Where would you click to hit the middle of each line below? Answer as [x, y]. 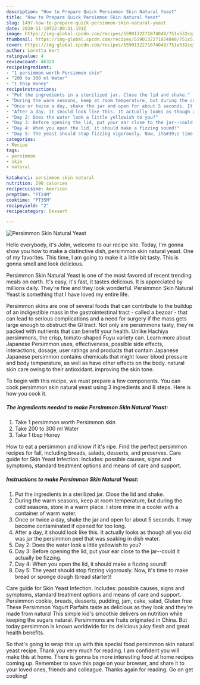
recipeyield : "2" [28, 206]
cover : [14, 45]
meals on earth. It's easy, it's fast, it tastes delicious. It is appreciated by [94, 282]
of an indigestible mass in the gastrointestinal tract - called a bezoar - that [97, 312]
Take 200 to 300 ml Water [47, 429]
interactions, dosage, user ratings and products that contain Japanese [92, 350]
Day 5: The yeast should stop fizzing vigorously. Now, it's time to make [101, 570]
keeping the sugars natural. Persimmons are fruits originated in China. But [97, 620]
